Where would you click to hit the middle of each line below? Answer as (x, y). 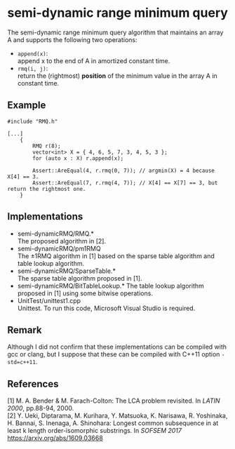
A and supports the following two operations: (73, 39)
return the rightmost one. (47, 189)
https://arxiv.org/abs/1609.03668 (55, 438)
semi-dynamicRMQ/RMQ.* (56, 234)
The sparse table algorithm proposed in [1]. (80, 278)
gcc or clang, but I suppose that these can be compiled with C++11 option (114, 354)
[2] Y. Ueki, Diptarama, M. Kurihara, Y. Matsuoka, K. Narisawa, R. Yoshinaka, (117, 416)
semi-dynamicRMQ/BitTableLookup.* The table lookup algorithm (111, 286)
